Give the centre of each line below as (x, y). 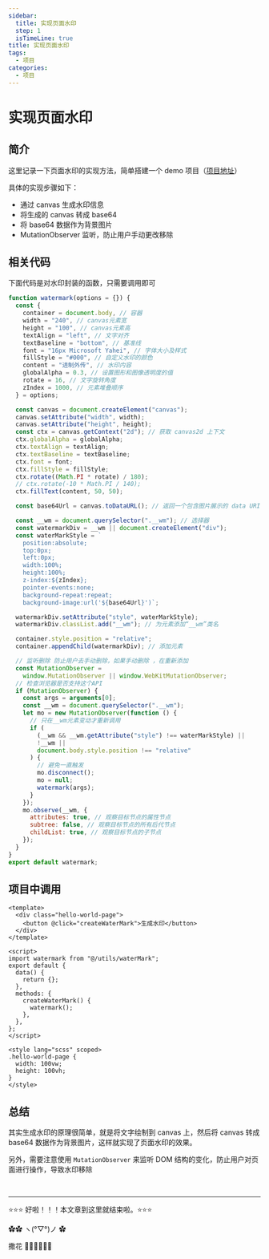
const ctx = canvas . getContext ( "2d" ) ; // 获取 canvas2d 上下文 (120, 432)
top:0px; (37, 550)
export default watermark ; (53, 862)
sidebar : (23, 16)
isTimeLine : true (44, 38)
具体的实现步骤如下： (43, 187)
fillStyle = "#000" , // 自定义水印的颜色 (88, 358)
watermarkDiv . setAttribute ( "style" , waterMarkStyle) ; (107, 617)
